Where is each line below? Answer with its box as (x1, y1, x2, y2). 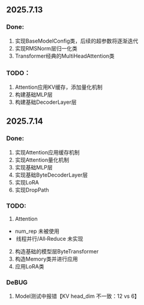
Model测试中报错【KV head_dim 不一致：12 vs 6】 (14, 292, 140, 300)
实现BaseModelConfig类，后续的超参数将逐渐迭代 (14, 37, 139, 44)
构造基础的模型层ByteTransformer (14, 247, 99, 255)
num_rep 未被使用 (14, 228, 60, 235)
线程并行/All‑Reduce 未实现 (16, 235, 83, 242)
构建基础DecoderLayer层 (14, 98, 77, 106)
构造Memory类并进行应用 (14, 255, 78, 262)
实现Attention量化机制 (14, 156, 70, 163)
